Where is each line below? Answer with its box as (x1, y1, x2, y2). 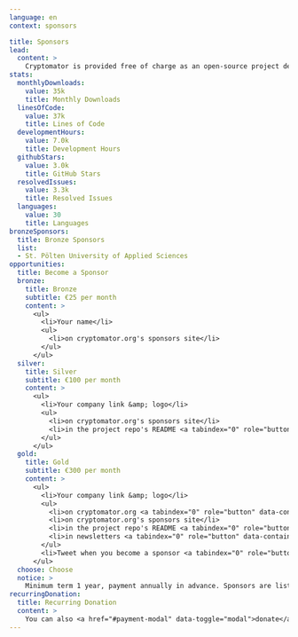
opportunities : (9, 260, 66, 269)
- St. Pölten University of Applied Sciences (17, 252, 189, 261)
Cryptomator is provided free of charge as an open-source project (25, 62, 279, 71)
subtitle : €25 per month (25, 293, 117, 302)
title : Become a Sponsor (17, 268, 109, 278)
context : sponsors (9, 21, 77, 30)
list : (17, 243, 38, 253)
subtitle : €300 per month (25, 467, 122, 476)
